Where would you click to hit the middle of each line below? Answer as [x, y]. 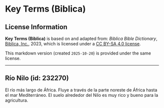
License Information [36, 27]
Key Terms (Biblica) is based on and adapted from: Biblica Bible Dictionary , [81, 38]
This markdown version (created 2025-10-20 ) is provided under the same [78, 53]
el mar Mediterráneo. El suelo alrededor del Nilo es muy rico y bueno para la [82, 95]
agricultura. [17, 100]
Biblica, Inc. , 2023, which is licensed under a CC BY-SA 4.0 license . [73, 44]
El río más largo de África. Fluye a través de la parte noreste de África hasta [81, 90]
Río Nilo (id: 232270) [37, 78]
